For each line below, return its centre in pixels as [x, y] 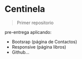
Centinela [25, 9]
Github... [20, 52]
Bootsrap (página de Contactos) [44, 42]
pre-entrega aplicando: [28, 32]
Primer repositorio [35, 23]
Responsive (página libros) [39, 47]
